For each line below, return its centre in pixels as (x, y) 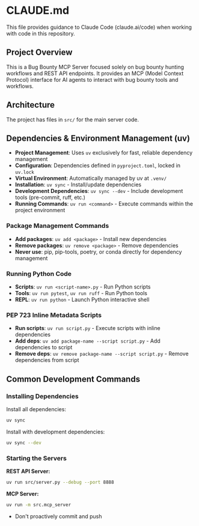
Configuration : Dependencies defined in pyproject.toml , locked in (98, 165)
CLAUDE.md (38, 11)
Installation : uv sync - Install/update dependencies (78, 185)
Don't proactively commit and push (58, 516)
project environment (40, 210)
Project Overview (39, 53)
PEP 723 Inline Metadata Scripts (54, 315)
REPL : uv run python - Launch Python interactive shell (82, 299)
